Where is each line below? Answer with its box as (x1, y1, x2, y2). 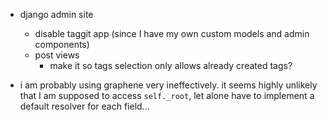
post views (34, 49, 80, 61)
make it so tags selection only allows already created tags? (49, 60, 293, 71)
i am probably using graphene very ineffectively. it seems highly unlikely (19, 79, 318, 91)
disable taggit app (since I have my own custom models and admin (34, 28, 310, 39)
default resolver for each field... (19, 100, 150, 112)
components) (34, 39, 90, 50)
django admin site (19, 9, 94, 20)
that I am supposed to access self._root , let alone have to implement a (19, 90, 315, 101)
